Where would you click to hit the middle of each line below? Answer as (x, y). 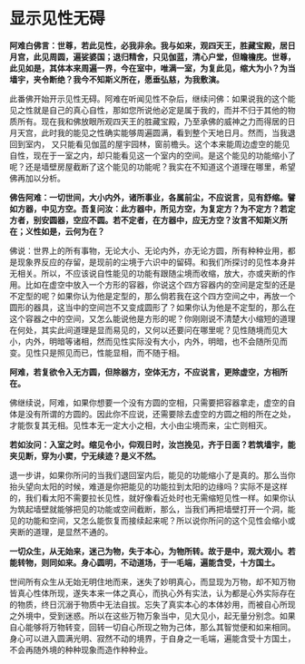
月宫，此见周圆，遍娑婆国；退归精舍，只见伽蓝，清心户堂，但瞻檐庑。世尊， (152, 56)
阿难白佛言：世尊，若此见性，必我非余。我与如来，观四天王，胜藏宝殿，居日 (152, 45)
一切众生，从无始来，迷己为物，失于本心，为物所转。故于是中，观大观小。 (148, 551)
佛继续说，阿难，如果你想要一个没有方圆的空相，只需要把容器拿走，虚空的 (148, 402)
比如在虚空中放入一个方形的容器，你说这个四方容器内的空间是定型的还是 (160, 284)
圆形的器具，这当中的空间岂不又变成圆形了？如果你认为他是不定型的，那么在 (152, 307)
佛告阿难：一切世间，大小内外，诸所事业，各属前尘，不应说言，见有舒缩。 (148, 197)
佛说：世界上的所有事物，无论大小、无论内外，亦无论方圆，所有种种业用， (148, 250)
